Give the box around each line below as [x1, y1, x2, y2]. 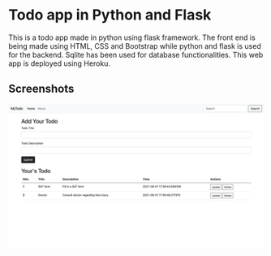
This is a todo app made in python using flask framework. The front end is [8, 33, 256, 42]
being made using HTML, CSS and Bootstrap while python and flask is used [8, 41, 261, 50]
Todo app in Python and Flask [8, 6, 212, 24]
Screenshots [8, 82, 75, 96]
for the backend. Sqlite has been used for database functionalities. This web [8, 50, 264, 59]
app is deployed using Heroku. [8, 59, 111, 68]
